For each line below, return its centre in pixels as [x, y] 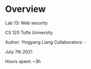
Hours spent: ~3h [23, 61]
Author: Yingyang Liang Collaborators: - [46, 42]
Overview [25, 9]
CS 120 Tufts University [29, 32]
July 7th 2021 [19, 52]
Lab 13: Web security [26, 23]
